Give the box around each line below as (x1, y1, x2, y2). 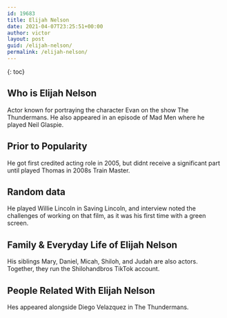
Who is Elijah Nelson (7, 88, 97, 99)
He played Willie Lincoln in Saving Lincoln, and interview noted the (7, 204, 197, 212)
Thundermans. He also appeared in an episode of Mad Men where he (7, 113, 205, 121)
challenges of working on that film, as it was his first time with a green (7, 212, 206, 220)
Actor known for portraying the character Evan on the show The (7, 106, 189, 114)
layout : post (7, 36, 45, 43)
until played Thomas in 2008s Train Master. (7, 166, 130, 175)
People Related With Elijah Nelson (7, 284, 155, 297)
